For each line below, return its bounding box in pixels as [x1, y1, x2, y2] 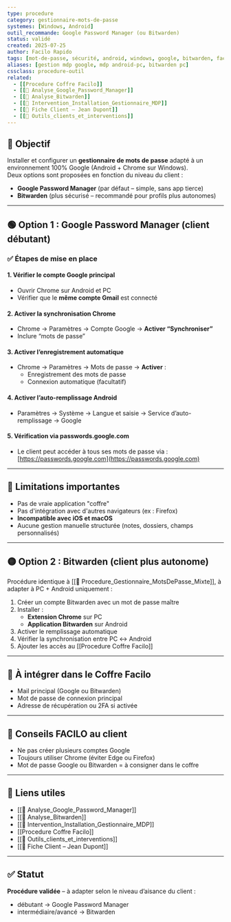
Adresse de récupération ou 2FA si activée [16, 701, 137, 710]
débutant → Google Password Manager [16, 900, 129, 908]
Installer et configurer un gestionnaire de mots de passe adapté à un [7, 156, 203, 165]
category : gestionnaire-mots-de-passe [7, 17, 118, 23]
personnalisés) [16, 529, 60, 537]
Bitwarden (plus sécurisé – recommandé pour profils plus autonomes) [16, 192, 217, 200]
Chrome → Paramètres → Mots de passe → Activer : [16, 363, 166, 371]
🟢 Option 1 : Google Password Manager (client [7, 218, 210, 231]
